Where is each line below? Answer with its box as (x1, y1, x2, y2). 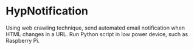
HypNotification (5, 4, 89, 18)
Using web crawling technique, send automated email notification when (5, 24, 185, 31)
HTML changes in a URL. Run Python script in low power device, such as (5, 30, 189, 37)
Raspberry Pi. (5, 37, 40, 44)
